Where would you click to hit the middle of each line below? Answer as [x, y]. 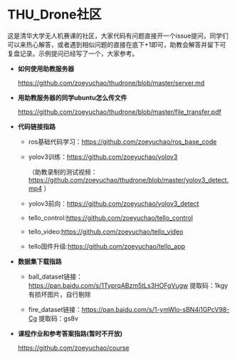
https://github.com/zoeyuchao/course [73, 348]
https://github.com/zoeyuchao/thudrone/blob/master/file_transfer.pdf [120, 112]
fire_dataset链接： [55, 309]
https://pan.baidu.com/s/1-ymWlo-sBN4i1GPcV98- [156, 309]
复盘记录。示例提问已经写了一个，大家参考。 [73, 53]
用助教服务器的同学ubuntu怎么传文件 [72, 98]
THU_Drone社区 [54, 15]
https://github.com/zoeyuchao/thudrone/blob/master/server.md [111, 83]
